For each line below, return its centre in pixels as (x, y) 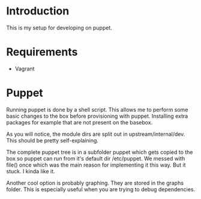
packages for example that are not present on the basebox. (79, 122)
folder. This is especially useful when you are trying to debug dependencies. (101, 189)
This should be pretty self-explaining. (52, 140)
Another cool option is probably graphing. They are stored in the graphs (95, 183)
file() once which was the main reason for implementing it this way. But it (96, 165)
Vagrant (25, 69)
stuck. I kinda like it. (31, 171)
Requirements (42, 52)
